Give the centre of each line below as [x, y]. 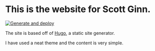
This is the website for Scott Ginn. [78, 9]
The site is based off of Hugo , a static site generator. [60, 33]
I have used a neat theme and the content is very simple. [64, 43]
